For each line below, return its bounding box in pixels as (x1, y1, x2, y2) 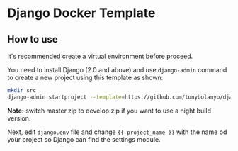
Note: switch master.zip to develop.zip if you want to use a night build (7, 106, 211, 115)
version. (7, 113, 31, 122)
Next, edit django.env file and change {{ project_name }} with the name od (7, 128, 227, 136)
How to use (7, 33, 58, 45)
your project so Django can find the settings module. (7, 135, 161, 143)
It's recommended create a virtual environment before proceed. (7, 52, 193, 60)
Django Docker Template (7, 5, 156, 21)
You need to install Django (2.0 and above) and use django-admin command (7, 66, 227, 74)
